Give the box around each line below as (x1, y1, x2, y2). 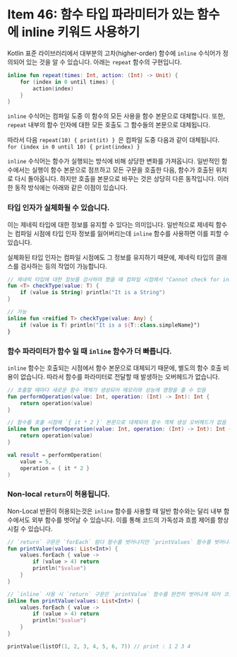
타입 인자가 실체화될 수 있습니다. (7, 203, 110, 213)
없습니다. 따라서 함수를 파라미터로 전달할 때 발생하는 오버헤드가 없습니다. (20, 372, 220, 380)
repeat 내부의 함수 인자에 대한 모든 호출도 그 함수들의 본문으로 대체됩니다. (7, 121, 210, 129)
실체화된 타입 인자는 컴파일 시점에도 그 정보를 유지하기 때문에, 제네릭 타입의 (7, 252, 214, 262)
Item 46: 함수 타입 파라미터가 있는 (7, 6, 195, 23)
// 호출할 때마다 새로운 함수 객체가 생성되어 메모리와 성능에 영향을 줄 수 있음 (7, 386, 207, 393)
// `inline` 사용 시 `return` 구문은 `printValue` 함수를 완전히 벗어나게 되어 (7, 591, 221, 598)
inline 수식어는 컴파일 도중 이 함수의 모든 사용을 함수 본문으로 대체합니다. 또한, (7, 112, 226, 120)
